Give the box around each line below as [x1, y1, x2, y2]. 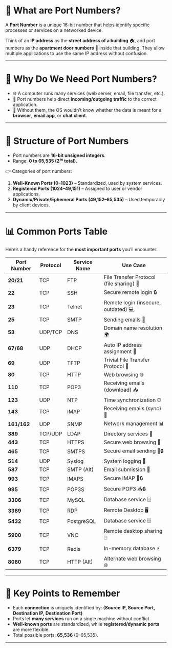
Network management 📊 [103, 419, 164, 427]
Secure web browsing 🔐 [103, 439, 161, 446]
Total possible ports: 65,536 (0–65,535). [12, 632, 99, 638]
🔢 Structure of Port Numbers [5, 135, 129, 147]
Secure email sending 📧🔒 [103, 447, 164, 454]
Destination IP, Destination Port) [12, 610, 83, 616]
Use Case [122, 261, 146, 269]
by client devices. [12, 202, 50, 208]
